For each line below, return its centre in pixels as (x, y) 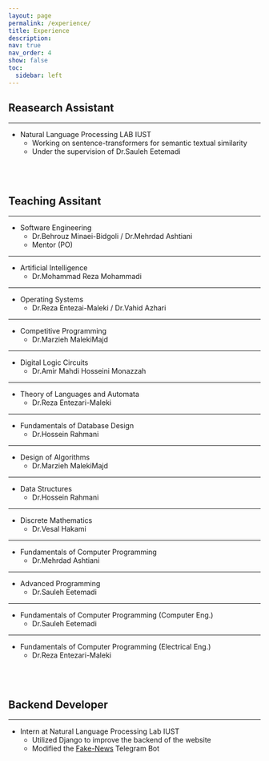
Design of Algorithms (55, 457)
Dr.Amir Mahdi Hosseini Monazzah (89, 371)
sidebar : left (39, 75)
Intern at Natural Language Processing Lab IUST (100, 731)
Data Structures (46, 489)
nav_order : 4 (30, 53)
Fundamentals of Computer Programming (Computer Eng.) (116, 615)
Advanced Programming (60, 584)
